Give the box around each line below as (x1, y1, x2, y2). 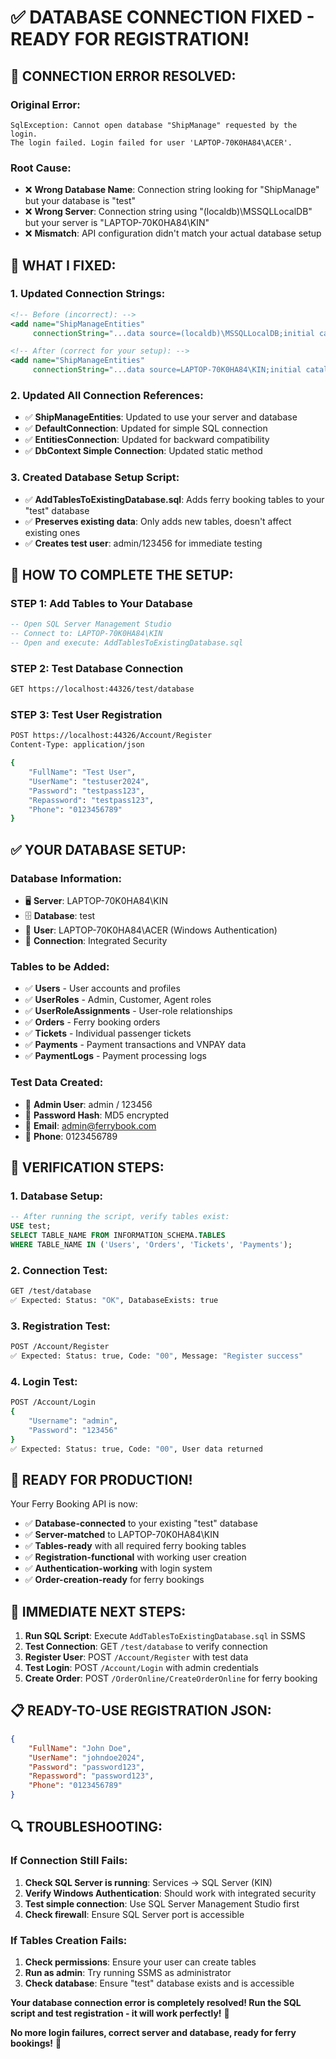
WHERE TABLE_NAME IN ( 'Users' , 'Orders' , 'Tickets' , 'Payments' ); (10, 1239, 293, 1250)
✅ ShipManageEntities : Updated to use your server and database (24, 411, 298, 423)
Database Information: (10, 871, 122, 885)
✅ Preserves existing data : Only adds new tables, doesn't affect (24, 515, 292, 527)
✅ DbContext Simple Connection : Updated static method (24, 445, 263, 457)
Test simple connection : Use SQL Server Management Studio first (24, 1897, 300, 1910)
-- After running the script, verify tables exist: (10, 1212, 230, 1222)
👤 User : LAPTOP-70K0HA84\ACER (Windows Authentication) (24, 924, 278, 936)
